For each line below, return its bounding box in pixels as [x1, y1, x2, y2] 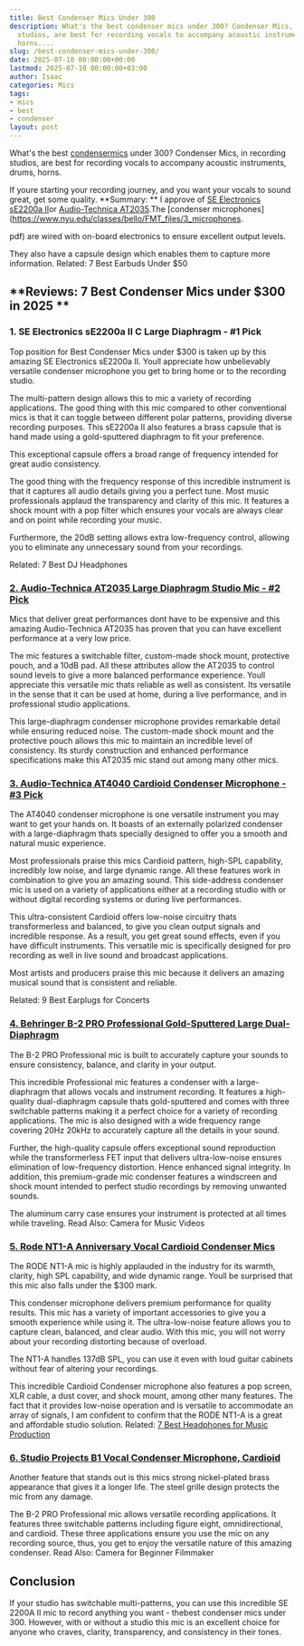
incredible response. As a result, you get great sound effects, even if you [9, 930, 280, 942]
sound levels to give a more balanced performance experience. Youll [9, 669, 266, 680]
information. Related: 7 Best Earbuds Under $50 [9, 258, 188, 268]
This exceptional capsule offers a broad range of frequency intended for [9, 448, 279, 459]
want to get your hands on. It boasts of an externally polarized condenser [9, 819, 283, 830]
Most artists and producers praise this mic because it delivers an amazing [9, 967, 285, 978]
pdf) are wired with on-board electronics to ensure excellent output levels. [9, 231, 287, 241]
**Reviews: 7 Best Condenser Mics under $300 [9, 284, 286, 300]
